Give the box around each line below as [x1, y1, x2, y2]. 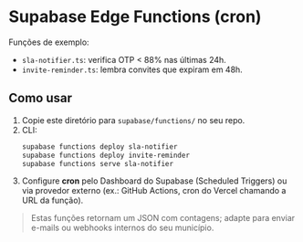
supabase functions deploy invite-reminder [21, 151, 191, 160]
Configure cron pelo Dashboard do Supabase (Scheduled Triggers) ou [21, 175, 287, 186]
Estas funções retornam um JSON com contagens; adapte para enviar [30, 213, 296, 224]
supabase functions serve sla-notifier [21, 159, 174, 168]
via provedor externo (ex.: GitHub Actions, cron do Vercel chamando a [21, 185, 287, 196]
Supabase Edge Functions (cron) [8, 6, 262, 27]
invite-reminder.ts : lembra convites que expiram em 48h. [21, 64, 243, 75]
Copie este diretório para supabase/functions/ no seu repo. [21, 114, 246, 125]
